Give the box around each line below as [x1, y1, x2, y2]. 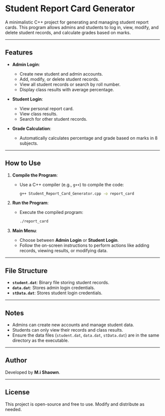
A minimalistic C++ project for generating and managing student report [5, 19, 149, 25]
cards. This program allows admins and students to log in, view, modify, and [5, 24, 159, 30]
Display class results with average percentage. [19, 86, 114, 92]
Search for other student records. [19, 116, 87, 122]
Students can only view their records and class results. [12, 327, 124, 333]
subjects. [19, 140, 38, 146]
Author [5, 356, 27, 364]
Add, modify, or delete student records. [19, 76, 100, 82]
